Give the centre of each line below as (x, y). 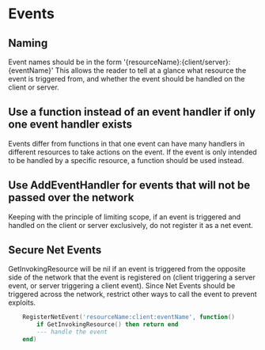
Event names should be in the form (65, 62)
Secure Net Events (55, 250)
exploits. (22, 302)
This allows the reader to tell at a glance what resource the (151, 70)
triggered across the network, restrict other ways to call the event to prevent (132, 295)
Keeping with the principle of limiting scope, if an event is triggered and (125, 217)
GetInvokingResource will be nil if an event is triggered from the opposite (127, 269)
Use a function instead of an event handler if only (132, 112)
